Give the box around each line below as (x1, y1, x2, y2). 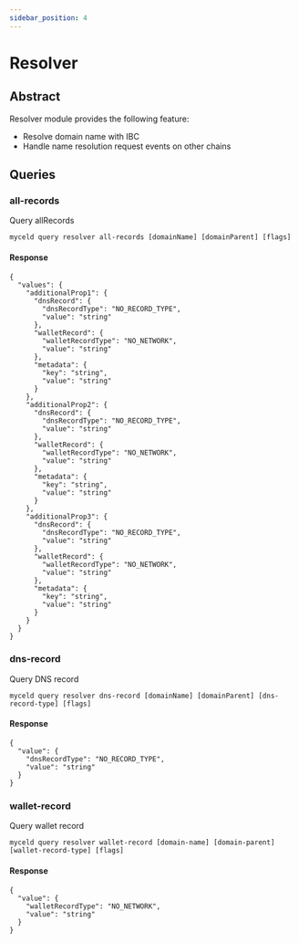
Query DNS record (9, 673, 79, 685)
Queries (9, 167, 57, 183)
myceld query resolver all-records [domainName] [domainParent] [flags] (9, 233, 292, 242)
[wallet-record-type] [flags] (9, 846, 125, 855)
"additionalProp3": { (26, 512, 108, 521)
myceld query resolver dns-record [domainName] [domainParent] (9, 691, 255, 700)
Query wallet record (9, 821, 85, 832)
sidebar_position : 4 (9, 13, 88, 23)
